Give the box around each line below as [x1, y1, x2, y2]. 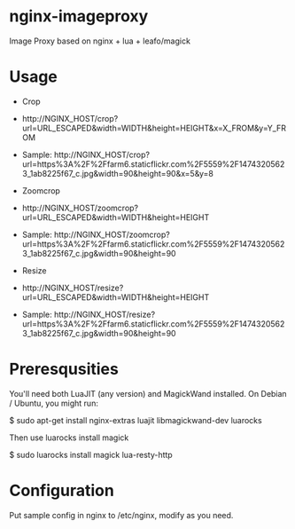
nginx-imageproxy [9, 6, 149, 27]
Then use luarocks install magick [9, 432, 129, 443]
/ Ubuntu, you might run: [9, 398, 99, 408]
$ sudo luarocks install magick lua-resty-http [9, 449, 173, 460]
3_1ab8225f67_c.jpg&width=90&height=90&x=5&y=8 [21, 168, 214, 178]
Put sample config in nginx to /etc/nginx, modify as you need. [9, 509, 234, 520]
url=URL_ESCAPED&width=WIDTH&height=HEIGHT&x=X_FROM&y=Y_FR [21, 122, 286, 133]
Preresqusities [9, 359, 120, 379]
